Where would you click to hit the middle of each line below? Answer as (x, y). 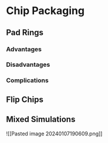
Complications (27, 80)
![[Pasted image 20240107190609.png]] (54, 134)
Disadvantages (28, 64)
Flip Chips (25, 99)
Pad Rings (25, 33)
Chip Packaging (45, 11)
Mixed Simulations (41, 119)
